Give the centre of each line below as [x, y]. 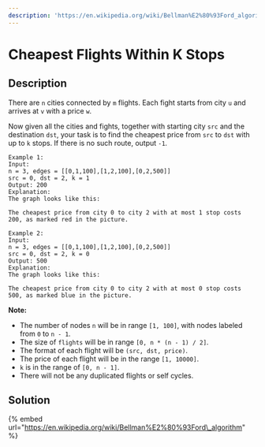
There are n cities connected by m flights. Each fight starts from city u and [127, 102]
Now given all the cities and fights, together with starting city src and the [127, 126]
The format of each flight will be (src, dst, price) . [103, 350]
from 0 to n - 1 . [45, 333]
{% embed [26, 419]
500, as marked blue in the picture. [70, 295]
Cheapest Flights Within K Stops [116, 54]
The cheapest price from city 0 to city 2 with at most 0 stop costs [125, 289]
